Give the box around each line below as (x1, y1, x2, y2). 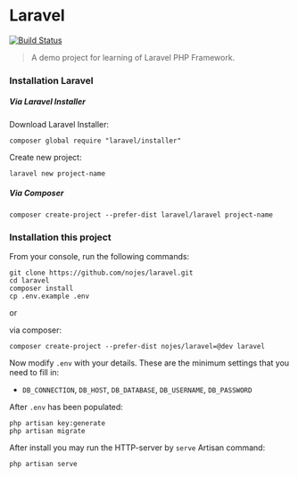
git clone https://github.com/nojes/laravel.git (9, 268, 194, 277)
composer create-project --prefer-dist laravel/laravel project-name (9, 210, 274, 219)
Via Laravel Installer (9, 96, 87, 107)
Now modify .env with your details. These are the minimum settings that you (9, 358, 290, 368)
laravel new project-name (9, 169, 105, 178)
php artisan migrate (9, 427, 87, 436)
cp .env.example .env (9, 292, 90, 301)
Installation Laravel (9, 74, 94, 86)
